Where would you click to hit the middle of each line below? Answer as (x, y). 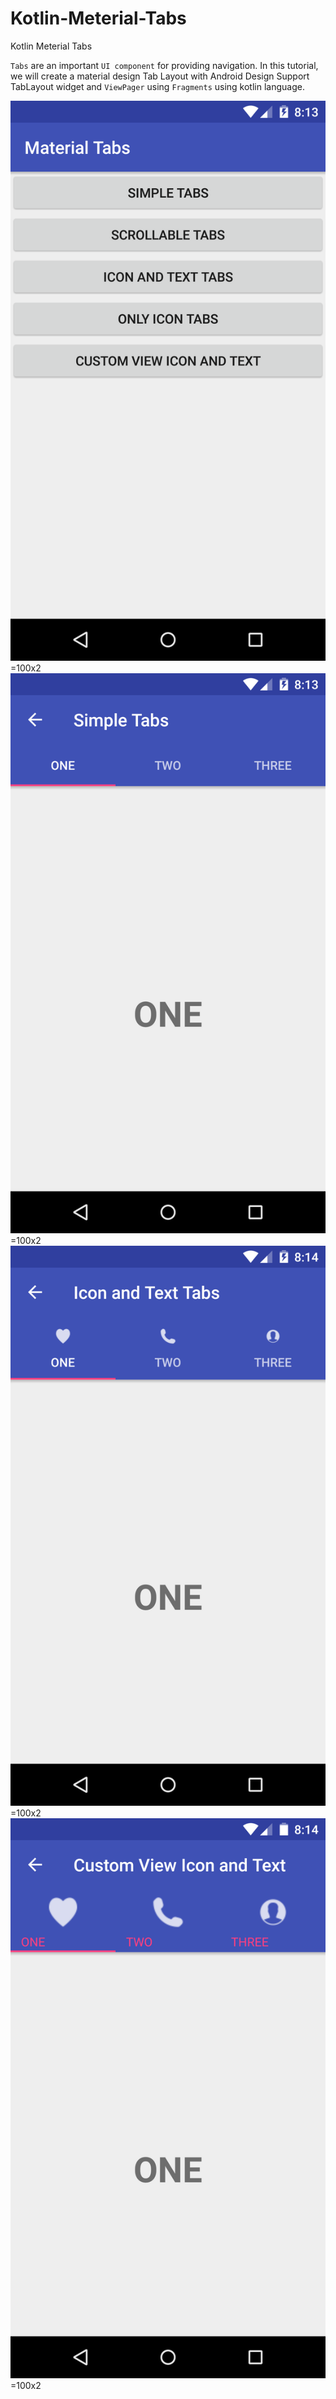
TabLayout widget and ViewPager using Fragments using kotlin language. (157, 86)
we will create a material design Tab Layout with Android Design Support (160, 76)
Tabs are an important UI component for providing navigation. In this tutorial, (164, 65)
